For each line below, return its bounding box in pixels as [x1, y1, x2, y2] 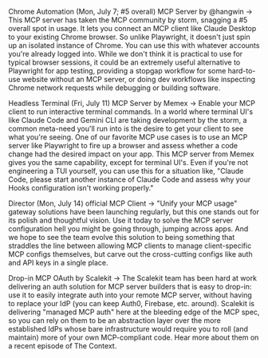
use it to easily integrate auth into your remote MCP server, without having [8, 290, 253, 300]
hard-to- [227, 66, 256, 75]
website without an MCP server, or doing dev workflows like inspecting [22, 75, 256, 84]
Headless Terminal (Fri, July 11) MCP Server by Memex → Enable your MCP [8, 99, 255, 108]
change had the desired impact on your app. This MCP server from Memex [8, 149, 254, 159]
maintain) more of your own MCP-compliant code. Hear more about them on [8, 332, 259, 342]
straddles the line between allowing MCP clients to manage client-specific [8, 241, 252, 250]
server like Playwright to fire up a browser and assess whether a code [8, 141, 238, 150]
